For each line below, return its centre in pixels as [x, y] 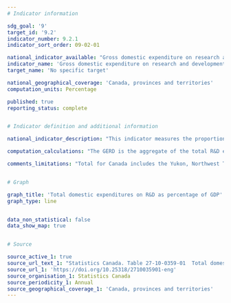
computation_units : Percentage [52, 89]
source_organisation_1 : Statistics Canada [69, 276]
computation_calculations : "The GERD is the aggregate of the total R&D [113, 151]
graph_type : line [32, 201]
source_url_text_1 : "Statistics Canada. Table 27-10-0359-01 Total [107, 263]
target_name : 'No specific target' [58, 70]
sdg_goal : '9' [27, 26]
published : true [30, 102]
